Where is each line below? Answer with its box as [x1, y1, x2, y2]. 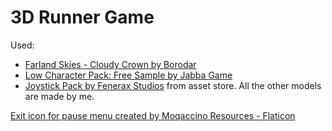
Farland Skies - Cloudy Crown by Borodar [24, 58, 197, 70]
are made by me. [24, 90, 95, 102]
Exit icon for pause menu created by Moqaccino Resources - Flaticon [10, 109, 296, 121]
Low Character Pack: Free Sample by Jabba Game [24, 69, 233, 81]
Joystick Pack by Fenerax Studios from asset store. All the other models [24, 79, 322, 91]
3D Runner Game [10, 6, 155, 29]
